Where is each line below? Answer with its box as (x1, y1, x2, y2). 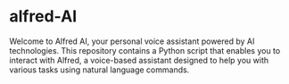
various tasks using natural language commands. (9, 64, 190, 75)
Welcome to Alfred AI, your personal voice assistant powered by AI (9, 36, 255, 46)
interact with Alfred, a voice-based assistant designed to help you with (9, 55, 269, 65)
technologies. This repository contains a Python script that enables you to (9, 45, 281, 55)
